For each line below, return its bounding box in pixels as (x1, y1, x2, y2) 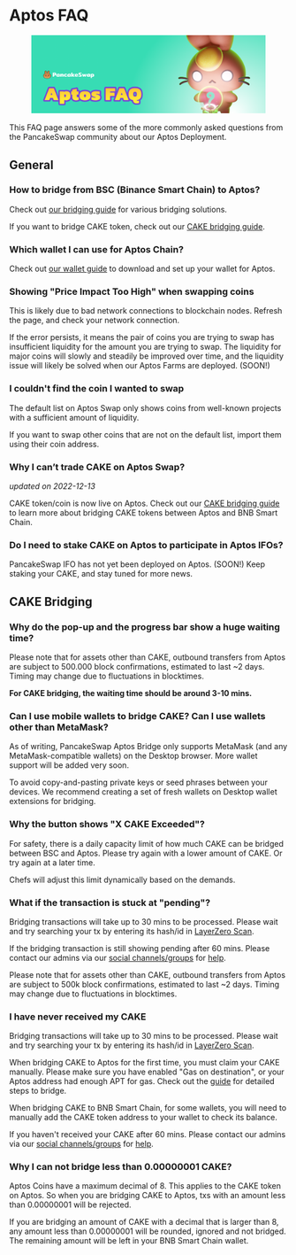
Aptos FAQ (9, 5, 89, 26)
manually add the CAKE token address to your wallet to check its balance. (9, 1112, 278, 1123)
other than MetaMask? (9, 721, 109, 733)
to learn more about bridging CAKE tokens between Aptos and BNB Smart (9, 507, 278, 518)
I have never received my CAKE (9, 1011, 147, 1023)
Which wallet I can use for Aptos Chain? (9, 243, 184, 255)
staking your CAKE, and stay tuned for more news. (9, 569, 193, 579)
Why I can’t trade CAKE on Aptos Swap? (9, 461, 186, 473)
